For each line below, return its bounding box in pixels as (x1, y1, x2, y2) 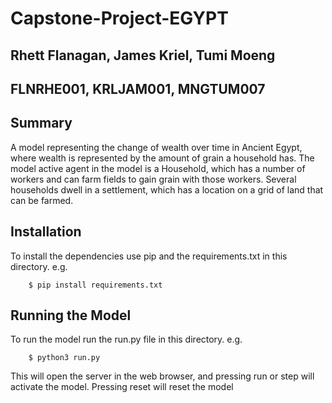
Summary (10, 115, 73, 132)
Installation (10, 223, 82, 241)
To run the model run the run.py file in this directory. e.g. (10, 333, 243, 346)
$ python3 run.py (28, 353, 101, 363)
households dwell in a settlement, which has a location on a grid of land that (10, 183, 324, 196)
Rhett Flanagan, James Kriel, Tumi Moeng (10, 47, 276, 64)
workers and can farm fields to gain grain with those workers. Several (10, 173, 297, 185)
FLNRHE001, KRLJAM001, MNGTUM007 (10, 80, 266, 97)
